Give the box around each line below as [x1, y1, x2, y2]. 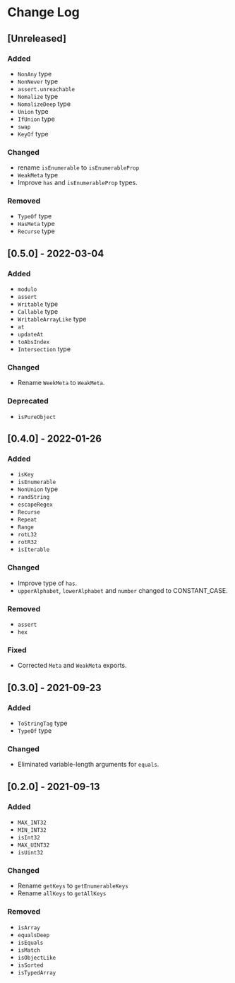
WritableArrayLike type [17, 315, 87, 324]
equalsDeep [17, 931, 50, 938]
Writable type [17, 300, 59, 308]
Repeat [17, 517, 37, 524]
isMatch [17, 946, 40, 954]
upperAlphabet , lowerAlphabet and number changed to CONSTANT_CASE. [17, 586, 228, 594]
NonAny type [17, 69, 52, 78]
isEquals [17, 939, 44, 946]
